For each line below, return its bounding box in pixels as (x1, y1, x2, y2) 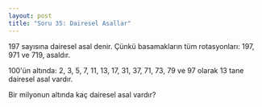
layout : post (8, 11, 52, 20)
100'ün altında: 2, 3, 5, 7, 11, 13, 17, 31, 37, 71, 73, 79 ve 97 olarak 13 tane (8, 65, 244, 75)
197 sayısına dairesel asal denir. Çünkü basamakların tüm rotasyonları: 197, (8, 41, 255, 51)
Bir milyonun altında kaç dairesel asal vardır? (8, 89, 156, 99)
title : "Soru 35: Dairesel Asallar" (8, 19, 131, 27)
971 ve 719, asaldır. (8, 50, 71, 60)
